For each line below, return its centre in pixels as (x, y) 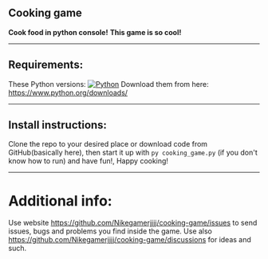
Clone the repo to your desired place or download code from (108, 144)
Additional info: (61, 200)
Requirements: (46, 65)
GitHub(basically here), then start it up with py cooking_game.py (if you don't (133, 153)
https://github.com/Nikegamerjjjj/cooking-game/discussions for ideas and (130, 240)
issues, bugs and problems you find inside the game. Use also (110, 231)
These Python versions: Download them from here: (108, 84)
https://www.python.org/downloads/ (68, 92)
